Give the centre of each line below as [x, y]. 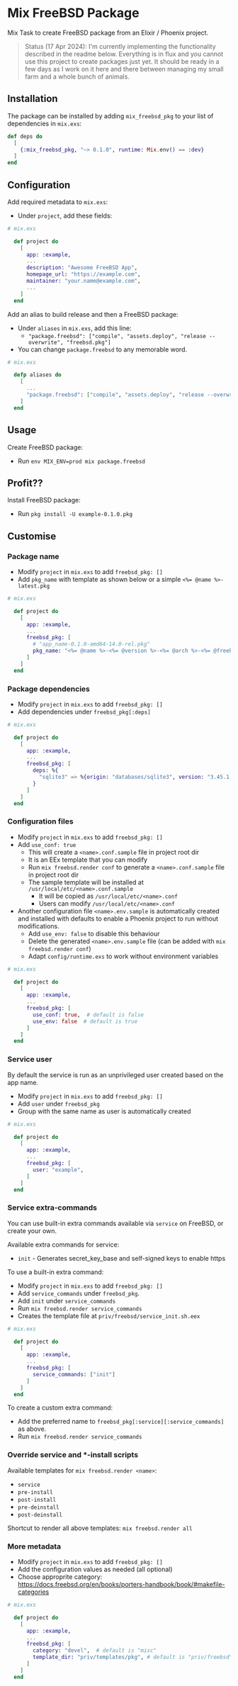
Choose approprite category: [60, 1577]
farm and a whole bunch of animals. [77, 77]
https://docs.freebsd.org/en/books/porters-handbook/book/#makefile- [121, 1585]
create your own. [32, 1230]
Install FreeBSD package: [44, 500]
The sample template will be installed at [86, 882]
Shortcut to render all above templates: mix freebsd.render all [100, 1528]
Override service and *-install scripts [73, 1455]
